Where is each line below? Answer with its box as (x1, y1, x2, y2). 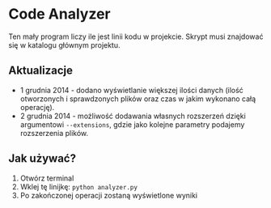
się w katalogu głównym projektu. (8, 40, 121, 49)
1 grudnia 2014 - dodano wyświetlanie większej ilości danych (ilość (19, 85, 244, 95)
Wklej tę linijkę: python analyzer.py (19, 181, 138, 191)
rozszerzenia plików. (19, 128, 89, 138)
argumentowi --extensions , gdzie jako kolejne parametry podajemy (19, 119, 245, 129)
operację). (19, 102, 55, 112)
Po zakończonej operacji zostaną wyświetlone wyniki (19, 190, 198, 200)
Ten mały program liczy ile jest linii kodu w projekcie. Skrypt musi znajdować (8, 32, 264, 41)
